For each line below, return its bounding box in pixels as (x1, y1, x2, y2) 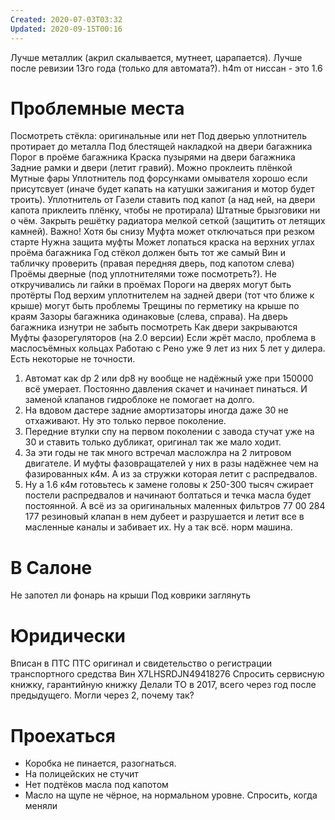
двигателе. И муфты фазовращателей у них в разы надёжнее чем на (24, 457, 319, 470)
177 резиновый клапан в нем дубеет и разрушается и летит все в (24, 511, 305, 523)
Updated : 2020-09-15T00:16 (10, 24, 123, 34)
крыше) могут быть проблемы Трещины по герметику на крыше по (10, 300, 300, 312)
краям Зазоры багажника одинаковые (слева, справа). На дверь (10, 311, 288, 323)
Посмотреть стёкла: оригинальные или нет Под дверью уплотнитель (10, 130, 307, 142)
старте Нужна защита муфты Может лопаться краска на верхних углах (10, 236, 315, 248)
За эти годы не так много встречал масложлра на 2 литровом (24, 447, 292, 459)
